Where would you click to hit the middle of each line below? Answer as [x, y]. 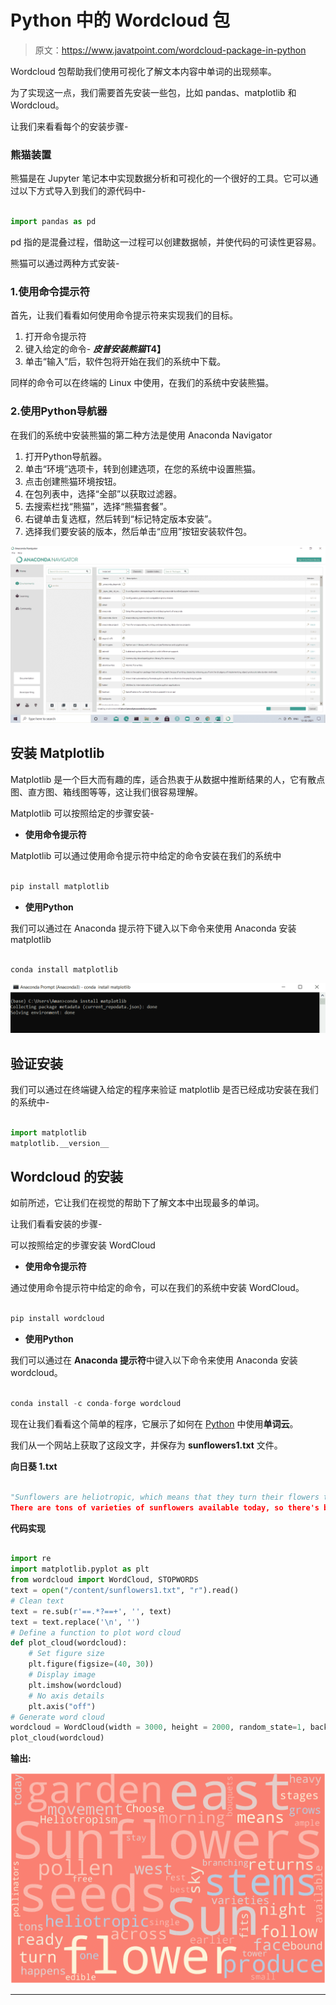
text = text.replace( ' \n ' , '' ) [75, 1622]
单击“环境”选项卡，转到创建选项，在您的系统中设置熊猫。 [143, 468]
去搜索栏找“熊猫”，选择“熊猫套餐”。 [98, 506]
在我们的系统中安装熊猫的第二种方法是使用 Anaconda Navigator [141, 435]
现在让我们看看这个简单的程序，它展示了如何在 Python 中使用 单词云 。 [154, 1423]
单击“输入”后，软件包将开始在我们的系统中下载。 [125, 362]
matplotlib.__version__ [60, 1143]
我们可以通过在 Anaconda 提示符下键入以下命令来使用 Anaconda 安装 [153, 928]
